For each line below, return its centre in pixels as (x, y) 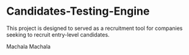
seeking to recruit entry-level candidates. (58, 34)
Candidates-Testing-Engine (78, 11)
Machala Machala (28, 46)
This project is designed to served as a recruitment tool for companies (94, 28)
